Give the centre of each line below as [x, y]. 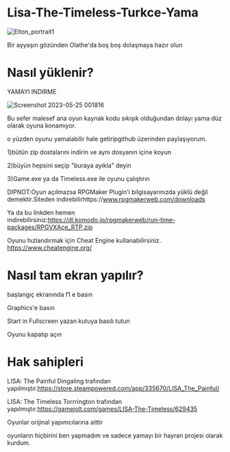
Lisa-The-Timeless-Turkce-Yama [103, 13]
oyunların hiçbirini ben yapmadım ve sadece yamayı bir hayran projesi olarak [115, 435]
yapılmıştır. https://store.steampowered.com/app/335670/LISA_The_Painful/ [113, 388]
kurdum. [19, 442]
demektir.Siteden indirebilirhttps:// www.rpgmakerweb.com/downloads [106, 199]
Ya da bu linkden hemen [41, 212]
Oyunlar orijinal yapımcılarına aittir [55, 422]
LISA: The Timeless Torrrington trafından [65, 401]
